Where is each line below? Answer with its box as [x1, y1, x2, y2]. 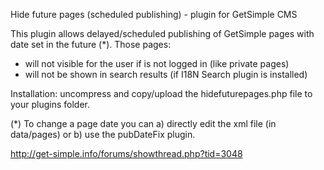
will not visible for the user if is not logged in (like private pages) [24, 58, 290, 69]
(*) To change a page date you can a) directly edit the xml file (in [10, 118, 277, 129]
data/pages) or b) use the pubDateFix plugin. [10, 129, 196, 140]
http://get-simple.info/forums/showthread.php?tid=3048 [10, 148, 243, 159]
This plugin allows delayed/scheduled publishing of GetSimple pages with [10, 28, 315, 39]
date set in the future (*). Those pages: [10, 39, 172, 50]
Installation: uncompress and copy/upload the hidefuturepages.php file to [10, 88, 313, 99]
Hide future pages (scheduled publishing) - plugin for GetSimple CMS [10, 9, 298, 20]
